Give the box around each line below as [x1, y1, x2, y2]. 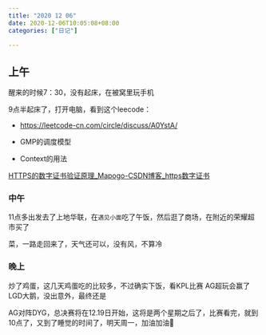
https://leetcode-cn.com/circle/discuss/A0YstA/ [19, 120, 178, 130]
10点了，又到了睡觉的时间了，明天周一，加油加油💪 [8, 317, 174, 327]
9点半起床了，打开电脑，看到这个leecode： [8, 104, 152, 114]
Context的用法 [19, 154, 68, 164]
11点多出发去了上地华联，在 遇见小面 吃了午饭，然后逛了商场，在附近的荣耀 [8, 212, 248, 222]
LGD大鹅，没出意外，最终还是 [8, 290, 107, 300]
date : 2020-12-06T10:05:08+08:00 [8, 19, 120, 27]
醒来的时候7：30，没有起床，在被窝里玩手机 [8, 88, 154, 97]
